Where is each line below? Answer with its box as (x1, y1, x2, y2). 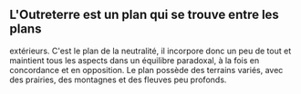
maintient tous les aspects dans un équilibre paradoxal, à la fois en (9, 54, 260, 66)
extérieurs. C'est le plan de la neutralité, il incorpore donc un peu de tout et (9, 45, 292, 56)
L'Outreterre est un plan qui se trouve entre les (9, 7, 280, 23)
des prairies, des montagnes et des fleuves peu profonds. (9, 74, 227, 85)
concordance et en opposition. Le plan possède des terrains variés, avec (9, 64, 284, 75)
